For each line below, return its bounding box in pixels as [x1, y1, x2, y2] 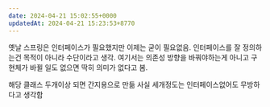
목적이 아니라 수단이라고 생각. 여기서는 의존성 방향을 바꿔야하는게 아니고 [23, 52, 250, 62]
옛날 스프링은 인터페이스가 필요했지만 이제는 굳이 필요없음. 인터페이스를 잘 [8, 42, 241, 52]
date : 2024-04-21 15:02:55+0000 [8, 11, 117, 20]
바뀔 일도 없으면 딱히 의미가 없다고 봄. [29, 62, 148, 72]
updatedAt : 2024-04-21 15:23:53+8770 [8, 19, 135, 27]
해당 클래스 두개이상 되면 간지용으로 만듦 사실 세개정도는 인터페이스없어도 [8, 80, 239, 89]
